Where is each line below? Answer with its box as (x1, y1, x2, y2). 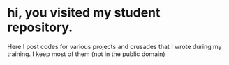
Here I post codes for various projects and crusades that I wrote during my (7, 42, 222, 50)
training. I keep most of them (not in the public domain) (7, 50, 165, 58)
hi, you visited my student (7, 5, 161, 21)
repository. (7, 19, 73, 35)
